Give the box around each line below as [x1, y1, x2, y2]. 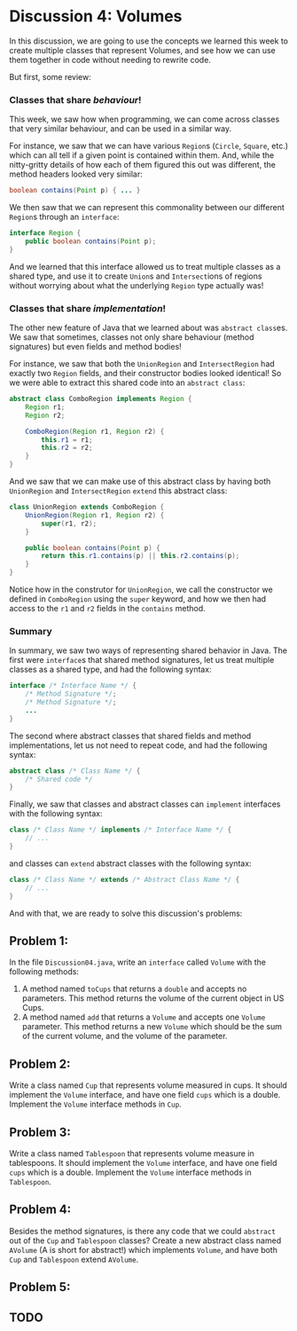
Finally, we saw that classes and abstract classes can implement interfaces [9, 799, 281, 809]
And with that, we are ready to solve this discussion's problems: [9, 908, 243, 918]
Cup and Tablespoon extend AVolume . [9, 1254, 139, 1264]
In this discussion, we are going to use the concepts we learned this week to [9, 35, 288, 46]
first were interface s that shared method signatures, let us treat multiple [9, 655, 275, 665]
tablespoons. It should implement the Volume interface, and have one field [9, 1158, 277, 1169]
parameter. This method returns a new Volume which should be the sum [21, 1021, 282, 1032]
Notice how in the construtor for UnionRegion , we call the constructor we [9, 584, 273, 595]
